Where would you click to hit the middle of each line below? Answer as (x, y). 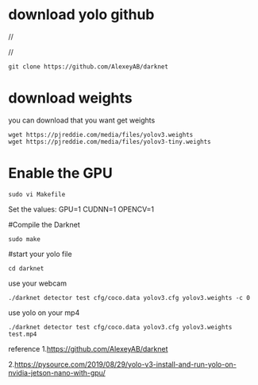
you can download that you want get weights (82, 120)
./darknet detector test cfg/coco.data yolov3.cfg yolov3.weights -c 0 (129, 297)
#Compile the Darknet (44, 224)
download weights (70, 98)
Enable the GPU (60, 173)
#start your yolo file (40, 254)
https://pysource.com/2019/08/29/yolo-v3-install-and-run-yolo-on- (125, 364)
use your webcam (38, 283)
